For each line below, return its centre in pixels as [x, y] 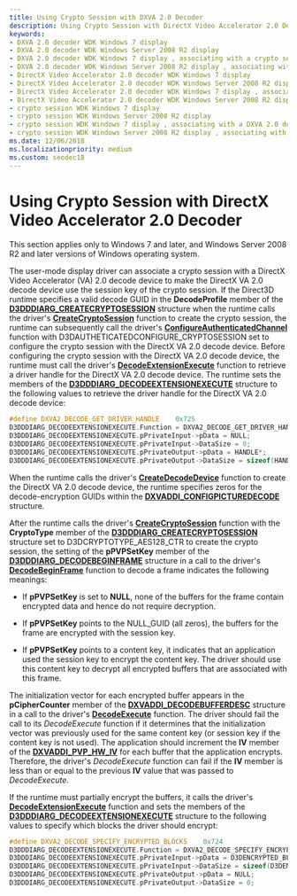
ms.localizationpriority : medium [71, 149]
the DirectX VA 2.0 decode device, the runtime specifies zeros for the [136, 487]
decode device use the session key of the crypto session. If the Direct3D [142, 290]
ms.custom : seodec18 [47, 157]
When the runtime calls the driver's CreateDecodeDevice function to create [148, 477]
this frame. [42, 678]
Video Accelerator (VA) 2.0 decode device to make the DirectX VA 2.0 [136, 281]
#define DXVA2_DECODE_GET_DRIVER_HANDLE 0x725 [103, 419]
